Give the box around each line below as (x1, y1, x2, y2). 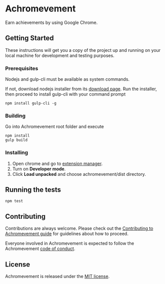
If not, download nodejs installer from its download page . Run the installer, (5, 86, 158, 92)
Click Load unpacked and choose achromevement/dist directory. (12, 171, 146, 177)
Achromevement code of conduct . (5, 246, 76, 252)
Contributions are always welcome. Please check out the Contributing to (5, 225, 154, 232)
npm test (5, 199, 23, 204)
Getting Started (5, 34, 54, 42)
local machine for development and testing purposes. (5, 52, 115, 58)
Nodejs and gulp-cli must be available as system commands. (5, 76, 130, 82)
